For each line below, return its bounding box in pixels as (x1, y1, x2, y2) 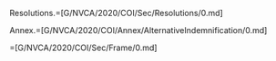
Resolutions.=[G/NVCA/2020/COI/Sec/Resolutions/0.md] (9, 8, 223, 18)
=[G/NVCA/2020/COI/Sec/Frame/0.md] (9, 42, 158, 53)
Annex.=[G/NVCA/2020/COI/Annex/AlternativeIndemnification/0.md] (9, 25, 268, 35)
